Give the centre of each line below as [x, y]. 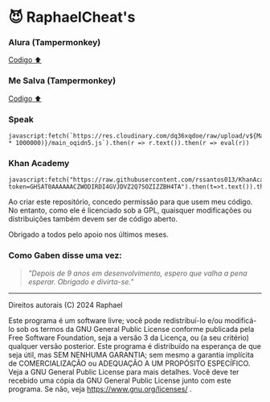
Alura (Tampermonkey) [55, 43]
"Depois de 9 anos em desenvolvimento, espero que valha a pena [137, 273]
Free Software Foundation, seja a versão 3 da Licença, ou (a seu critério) [129, 338]
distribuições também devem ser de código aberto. [93, 219]
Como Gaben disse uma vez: [65, 255]
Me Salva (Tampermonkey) [62, 81]
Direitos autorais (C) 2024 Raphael [65, 305]
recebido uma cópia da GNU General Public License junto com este [120, 380]
